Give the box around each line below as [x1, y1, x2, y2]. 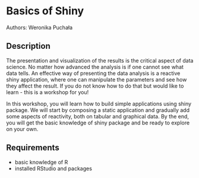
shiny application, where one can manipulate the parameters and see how [6, 76, 187, 83]
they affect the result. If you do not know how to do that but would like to [6, 82, 184, 89]
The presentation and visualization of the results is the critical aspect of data [6, 57, 194, 64]
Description [6, 41, 50, 51]
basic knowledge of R [14, 158, 68, 165]
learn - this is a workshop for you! [6, 88, 89, 96]
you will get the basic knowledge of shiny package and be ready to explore [6, 119, 190, 126]
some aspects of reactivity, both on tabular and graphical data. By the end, [6, 113, 189, 120]
